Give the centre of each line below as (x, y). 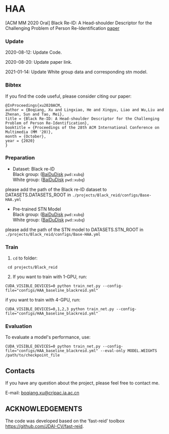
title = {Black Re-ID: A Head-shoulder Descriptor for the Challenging (82, 119)
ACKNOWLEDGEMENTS (44, 408)
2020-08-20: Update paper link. (39, 62)
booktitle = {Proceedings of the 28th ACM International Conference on (82, 127)
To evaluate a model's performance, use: (48, 337)
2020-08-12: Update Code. (34, 52)
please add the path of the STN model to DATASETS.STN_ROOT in (74, 229)
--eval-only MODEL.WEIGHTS (129, 351)
